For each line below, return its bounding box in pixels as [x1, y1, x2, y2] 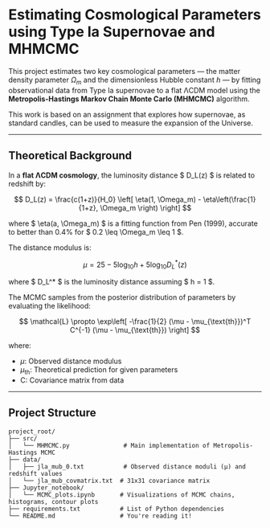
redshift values [8, 469, 63, 477]
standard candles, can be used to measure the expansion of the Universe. [8, 118, 253, 128]
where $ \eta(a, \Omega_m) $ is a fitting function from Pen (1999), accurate [8, 219, 259, 228]
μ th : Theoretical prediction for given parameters [19, 365, 178, 376]
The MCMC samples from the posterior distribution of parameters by [8, 293, 236, 302]
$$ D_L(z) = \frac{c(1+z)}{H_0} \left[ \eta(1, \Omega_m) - [14, 194, 202, 204]
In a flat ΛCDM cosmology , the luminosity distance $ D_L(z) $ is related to [8, 170, 256, 180]
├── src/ [8, 434, 38, 443]
